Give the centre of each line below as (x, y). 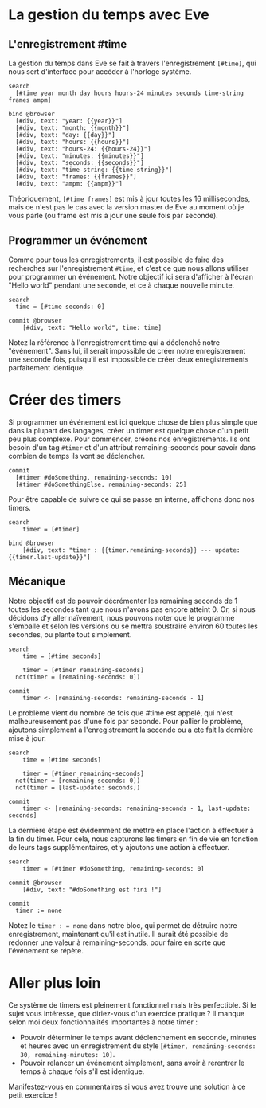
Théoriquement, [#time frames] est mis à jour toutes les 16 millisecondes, (129, 198)
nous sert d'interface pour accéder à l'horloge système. (100, 72)
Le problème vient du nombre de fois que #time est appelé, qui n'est (121, 713)
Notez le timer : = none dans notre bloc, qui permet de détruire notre (123, 925)
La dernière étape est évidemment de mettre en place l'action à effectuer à (131, 830)
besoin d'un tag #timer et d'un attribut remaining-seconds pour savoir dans (132, 447)
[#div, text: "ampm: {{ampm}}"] (69, 184)
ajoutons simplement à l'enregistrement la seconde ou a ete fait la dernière (131, 730)
